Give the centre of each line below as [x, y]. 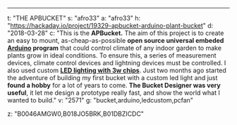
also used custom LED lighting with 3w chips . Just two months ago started [117, 70]
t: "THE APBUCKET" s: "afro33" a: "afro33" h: [74, 18]
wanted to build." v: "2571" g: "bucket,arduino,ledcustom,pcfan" [101, 100]
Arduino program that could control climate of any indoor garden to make [115, 48]
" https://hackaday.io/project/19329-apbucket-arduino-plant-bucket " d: [110, 26]
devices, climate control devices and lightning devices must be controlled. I [117, 63]
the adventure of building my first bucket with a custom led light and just [113, 78]
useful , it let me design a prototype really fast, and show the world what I [114, 93]
